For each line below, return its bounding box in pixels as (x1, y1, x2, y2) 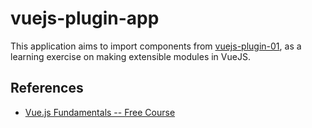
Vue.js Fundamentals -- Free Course (24, 106, 176, 118)
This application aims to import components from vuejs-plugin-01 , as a (10, 40, 302, 52)
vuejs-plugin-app (10, 7, 160, 30)
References (10, 80, 84, 97)
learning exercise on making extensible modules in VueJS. (10, 50, 251, 62)
